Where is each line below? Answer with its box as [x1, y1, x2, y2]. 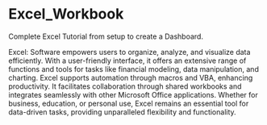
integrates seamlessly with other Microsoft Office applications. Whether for [8, 90, 258, 99]
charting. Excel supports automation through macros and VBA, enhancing [8, 73, 253, 82]
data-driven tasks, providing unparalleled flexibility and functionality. [8, 106, 236, 117]
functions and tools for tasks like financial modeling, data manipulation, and [8, 64, 260, 73]
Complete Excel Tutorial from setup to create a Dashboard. [8, 31, 204, 41]
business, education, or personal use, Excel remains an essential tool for [8, 98, 249, 108]
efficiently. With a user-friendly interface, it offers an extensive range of [8, 56, 247, 65]
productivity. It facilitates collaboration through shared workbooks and [8, 81, 242, 91]
